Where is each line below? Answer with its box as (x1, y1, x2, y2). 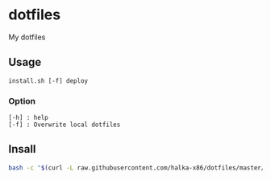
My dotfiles (8, 32, 46, 42)
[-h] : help (8, 114, 48, 122)
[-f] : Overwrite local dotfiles (8, 121, 121, 129)
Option (8, 95, 36, 106)
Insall (8, 142, 36, 156)
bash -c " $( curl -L (8, 163, 74, 172)
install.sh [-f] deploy (8, 76, 89, 85)
